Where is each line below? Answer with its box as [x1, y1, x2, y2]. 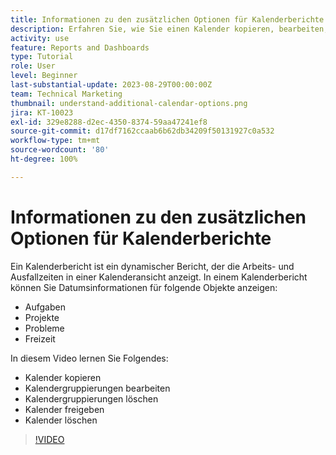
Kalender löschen [24, 414, 98, 426]
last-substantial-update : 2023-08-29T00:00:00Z [10, 80, 213, 90]
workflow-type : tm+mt [10, 136, 101, 146]
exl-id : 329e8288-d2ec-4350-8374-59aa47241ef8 [10, 117, 208, 127]
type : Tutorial [10, 52, 74, 62]
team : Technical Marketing [10, 89, 123, 99]
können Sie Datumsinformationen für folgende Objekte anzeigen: [10, 281, 278, 293]
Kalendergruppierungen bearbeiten [24, 382, 171, 394]
